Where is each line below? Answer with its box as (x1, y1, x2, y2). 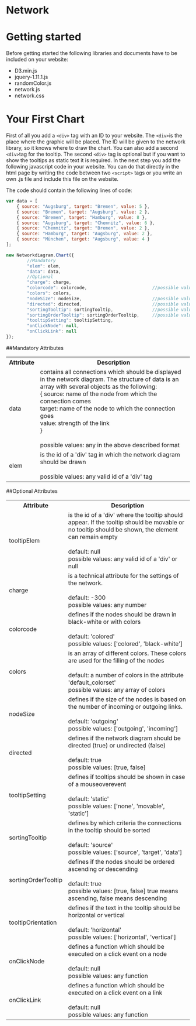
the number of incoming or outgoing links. (68, 702, 183, 711)
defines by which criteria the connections (68, 819, 182, 827)
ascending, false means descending (68, 894, 167, 902)
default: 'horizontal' (68, 925, 121, 934)
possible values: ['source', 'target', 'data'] (68, 848, 183, 856)
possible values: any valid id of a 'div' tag (40, 472, 153, 481)
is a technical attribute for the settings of (68, 571, 179, 579)
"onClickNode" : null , (27, 323, 80, 329)
